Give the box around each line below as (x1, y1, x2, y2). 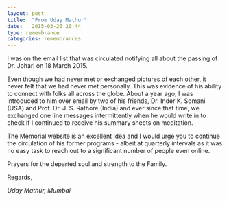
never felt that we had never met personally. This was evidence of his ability (7, 82, 222, 91)
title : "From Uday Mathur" (7, 16, 88, 23)
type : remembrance (7, 29, 60, 36)
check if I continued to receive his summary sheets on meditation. (7, 119, 193, 127)
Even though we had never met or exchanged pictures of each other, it (7, 75, 207, 83)
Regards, (7, 173, 33, 182)
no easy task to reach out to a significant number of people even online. (7, 147, 210, 155)
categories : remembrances (7, 36, 81, 43)
